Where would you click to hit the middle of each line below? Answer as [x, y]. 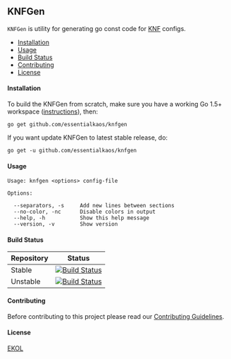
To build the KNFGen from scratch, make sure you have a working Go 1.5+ [115, 104]
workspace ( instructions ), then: [53, 111]
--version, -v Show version [66, 224]
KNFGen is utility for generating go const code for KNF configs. [97, 28]
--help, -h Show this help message [82, 218]
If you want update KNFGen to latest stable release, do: [87, 138]
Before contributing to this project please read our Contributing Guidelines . [116, 316]
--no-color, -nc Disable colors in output [85, 212]
